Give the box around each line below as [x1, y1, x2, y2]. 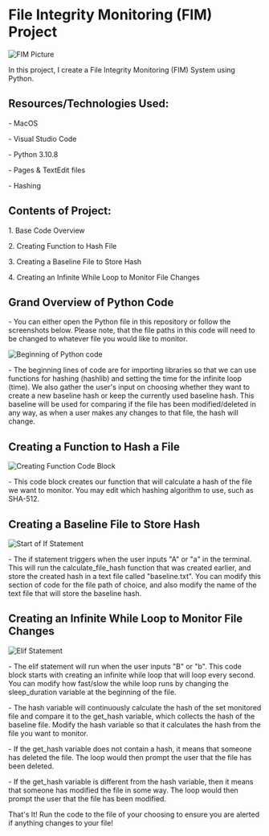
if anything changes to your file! [8, 817, 114, 827]
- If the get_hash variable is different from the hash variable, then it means [8, 776, 254, 786]
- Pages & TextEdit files [8, 165, 86, 175]
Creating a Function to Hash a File [8, 440, 181, 453]
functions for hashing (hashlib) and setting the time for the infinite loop [8, 374, 243, 383]
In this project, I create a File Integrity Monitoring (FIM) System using [8, 64, 235, 74]
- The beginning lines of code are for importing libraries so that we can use [8, 365, 257, 375]
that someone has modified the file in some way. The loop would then [8, 785, 238, 795]
